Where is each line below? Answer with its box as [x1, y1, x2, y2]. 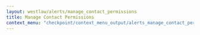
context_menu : [6, 20, 42, 26]
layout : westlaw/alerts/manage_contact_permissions [6, 8, 137, 15]
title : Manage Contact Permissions [6, 14, 95, 20]
